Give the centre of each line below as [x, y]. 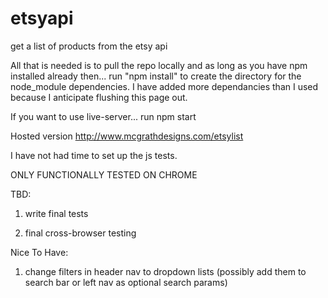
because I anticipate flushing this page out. [99, 97]
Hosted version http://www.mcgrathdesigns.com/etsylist [127, 136]
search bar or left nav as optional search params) [126, 282]
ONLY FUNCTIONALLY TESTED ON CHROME [104, 174]
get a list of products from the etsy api [89, 46]
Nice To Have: [39, 252]
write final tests [56, 213]
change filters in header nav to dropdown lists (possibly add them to [165, 271]
